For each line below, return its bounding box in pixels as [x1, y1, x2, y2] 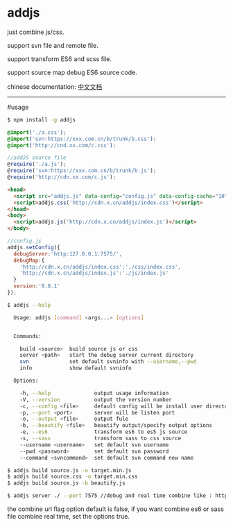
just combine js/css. [7, 28, 64, 36]
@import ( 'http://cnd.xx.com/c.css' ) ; [7, 142, 116, 149]
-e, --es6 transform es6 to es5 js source [19, 428, 188, 435]
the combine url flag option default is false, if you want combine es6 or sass [7, 505, 224, 513]
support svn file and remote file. [7, 41, 98, 49]
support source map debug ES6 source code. [7, 68, 137, 76]
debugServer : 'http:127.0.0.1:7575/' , [13, 250, 123, 258]
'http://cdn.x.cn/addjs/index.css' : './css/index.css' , [19, 263, 182, 270]
